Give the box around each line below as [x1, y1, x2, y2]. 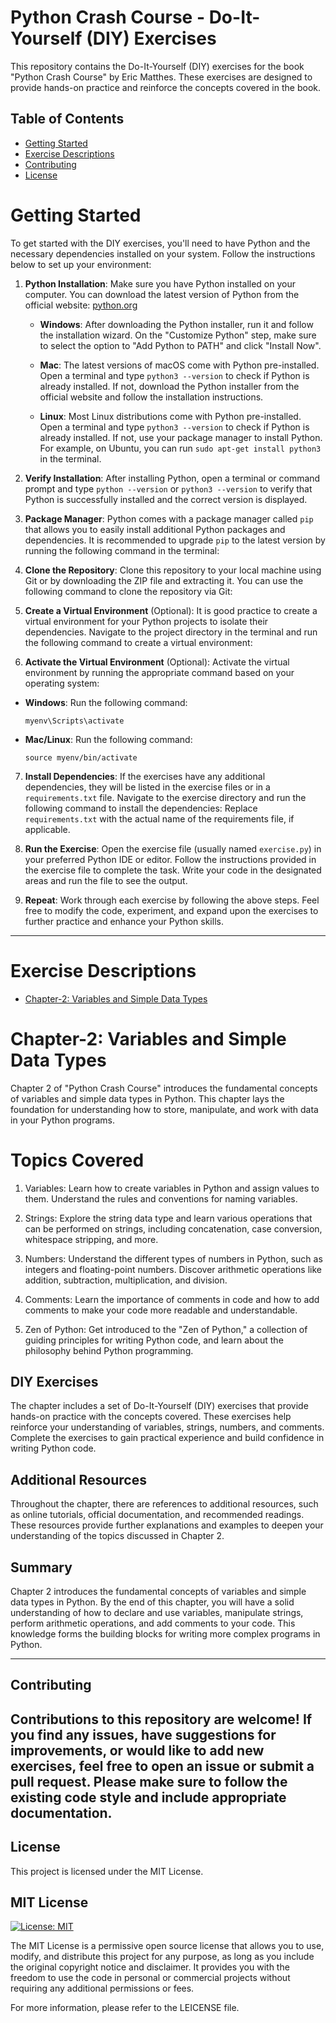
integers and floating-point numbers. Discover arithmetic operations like [24, 1263, 322, 1275]
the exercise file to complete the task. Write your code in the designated [24, 864, 322, 876]
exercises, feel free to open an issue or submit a [10, 1757, 315, 1775]
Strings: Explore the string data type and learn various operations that [24, 1212, 313, 1224]
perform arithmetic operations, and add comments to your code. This [10, 1617, 296, 1629]
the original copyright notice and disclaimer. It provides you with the [10, 1961, 290, 1973]
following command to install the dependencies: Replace [24, 802, 258, 814]
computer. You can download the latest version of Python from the [24, 288, 300, 300]
